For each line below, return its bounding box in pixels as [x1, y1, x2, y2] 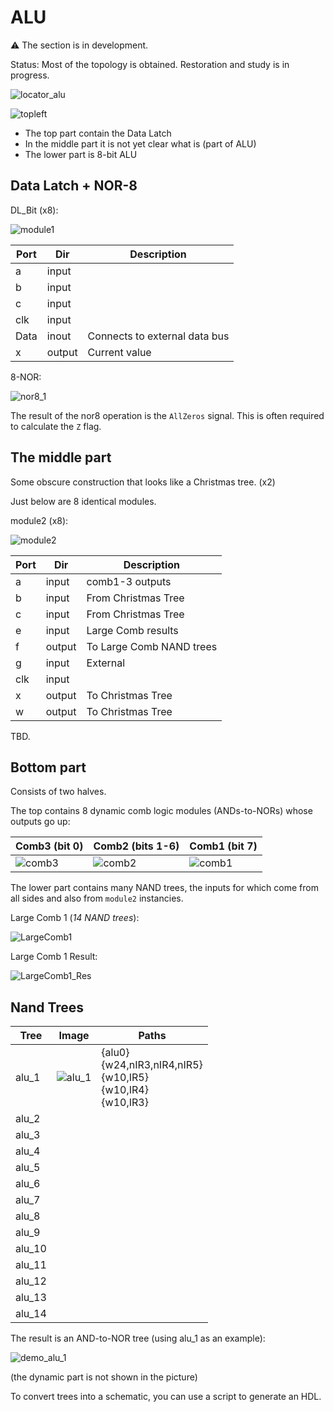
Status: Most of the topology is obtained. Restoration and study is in [10, 58, 290, 70]
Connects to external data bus [87, 329, 230, 343]
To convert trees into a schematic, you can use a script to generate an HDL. [10, 1391, 322, 1403]
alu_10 [15, 1242, 47, 1256]
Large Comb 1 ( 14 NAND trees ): [10, 912, 140, 924]
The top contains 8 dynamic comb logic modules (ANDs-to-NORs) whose [10, 805, 313, 817]
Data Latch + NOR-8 [10, 177, 138, 195]
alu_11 [15, 1258, 47, 1272]
